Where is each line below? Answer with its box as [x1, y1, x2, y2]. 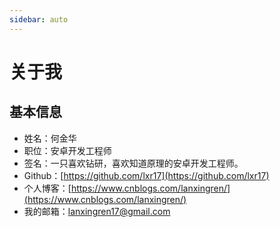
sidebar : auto [9, 14, 69, 25]
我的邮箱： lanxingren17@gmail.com [23, 205, 171, 217]
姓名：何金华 [23, 132, 77, 144]
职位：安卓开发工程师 [23, 144, 112, 156]
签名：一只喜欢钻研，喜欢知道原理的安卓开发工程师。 [23, 157, 244, 169]
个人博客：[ [23, 182, 72, 194]
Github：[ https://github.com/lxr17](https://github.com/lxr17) [23, 169, 270, 181]
